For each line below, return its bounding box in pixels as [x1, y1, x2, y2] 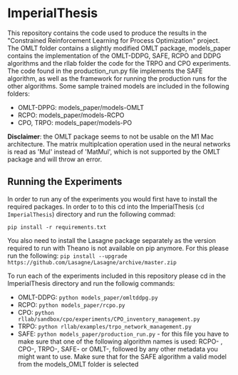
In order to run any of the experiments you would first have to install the [7, 194, 218, 203]
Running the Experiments [7, 176, 123, 188]
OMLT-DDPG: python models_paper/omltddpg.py [17, 293, 158, 301]
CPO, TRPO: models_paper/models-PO [17, 118, 133, 126]
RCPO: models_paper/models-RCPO [17, 111, 125, 119]
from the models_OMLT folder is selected [17, 359, 139, 369]
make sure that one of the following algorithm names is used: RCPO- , [17, 337, 223, 346]
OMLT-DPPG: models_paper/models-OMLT [17, 103, 145, 111]
